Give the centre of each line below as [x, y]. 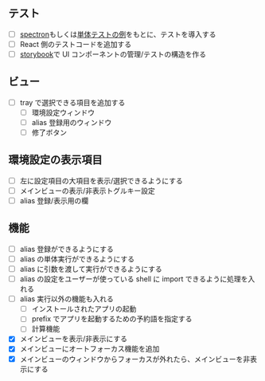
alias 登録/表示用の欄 [54, 200]
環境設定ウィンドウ [63, 112]
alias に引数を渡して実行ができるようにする [91, 269]
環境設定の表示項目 [55, 160]
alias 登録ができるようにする [66, 249]
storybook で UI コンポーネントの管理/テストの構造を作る [113, 54]
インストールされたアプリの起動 [84, 309]
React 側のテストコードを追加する [76, 44]
